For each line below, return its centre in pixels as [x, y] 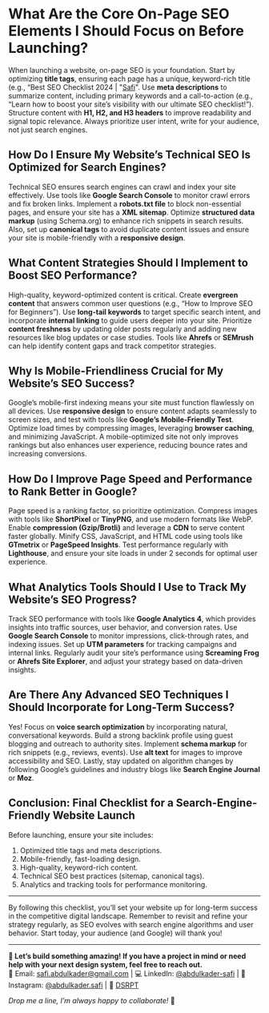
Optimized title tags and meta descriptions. [91, 850]
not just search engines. [48, 130]
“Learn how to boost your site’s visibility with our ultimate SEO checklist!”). [131, 104]
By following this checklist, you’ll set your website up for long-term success [133, 907]
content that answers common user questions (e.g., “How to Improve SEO [131, 303]
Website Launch [94, 816]
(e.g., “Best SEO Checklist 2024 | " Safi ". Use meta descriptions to [118, 87]
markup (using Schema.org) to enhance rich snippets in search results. [126, 220]
